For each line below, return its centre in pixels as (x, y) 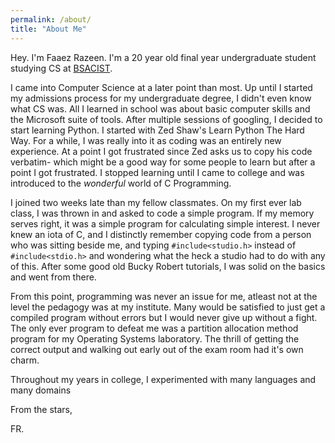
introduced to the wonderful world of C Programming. (121, 183)
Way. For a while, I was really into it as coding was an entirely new (146, 140)
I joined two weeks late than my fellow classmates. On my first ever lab (156, 202)
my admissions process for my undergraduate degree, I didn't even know (161, 98)
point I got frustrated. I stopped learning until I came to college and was (157, 172)
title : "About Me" (48, 29)
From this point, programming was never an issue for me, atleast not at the (164, 296)
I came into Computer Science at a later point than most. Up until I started (161, 87)
